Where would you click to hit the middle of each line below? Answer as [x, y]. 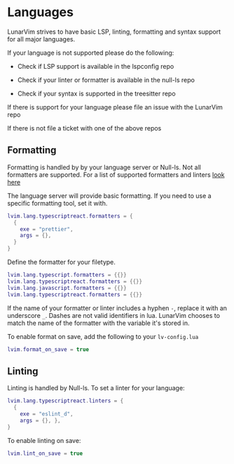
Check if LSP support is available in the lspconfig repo [96, 66]
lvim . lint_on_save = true [45, 453]
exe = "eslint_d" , [47, 414]
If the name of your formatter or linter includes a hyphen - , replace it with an [117, 308]
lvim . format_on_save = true [48, 349]
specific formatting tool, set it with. [57, 203]
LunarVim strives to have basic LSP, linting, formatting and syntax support [114, 32]
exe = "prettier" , [47, 229]
